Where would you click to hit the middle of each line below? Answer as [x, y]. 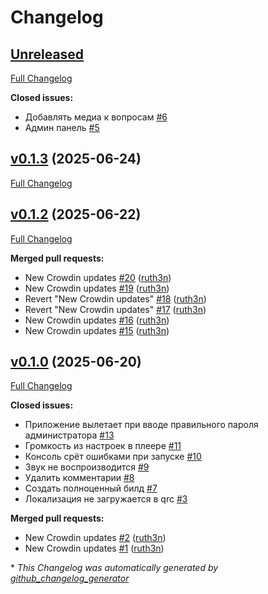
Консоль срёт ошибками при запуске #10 [113, 457]
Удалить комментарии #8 [79, 478]
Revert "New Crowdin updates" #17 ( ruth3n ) [115, 309]
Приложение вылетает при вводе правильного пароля [141, 425]
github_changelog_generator [70, 578]
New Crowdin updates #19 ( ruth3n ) [97, 288]
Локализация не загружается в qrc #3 [106, 499]
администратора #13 [69, 435]
